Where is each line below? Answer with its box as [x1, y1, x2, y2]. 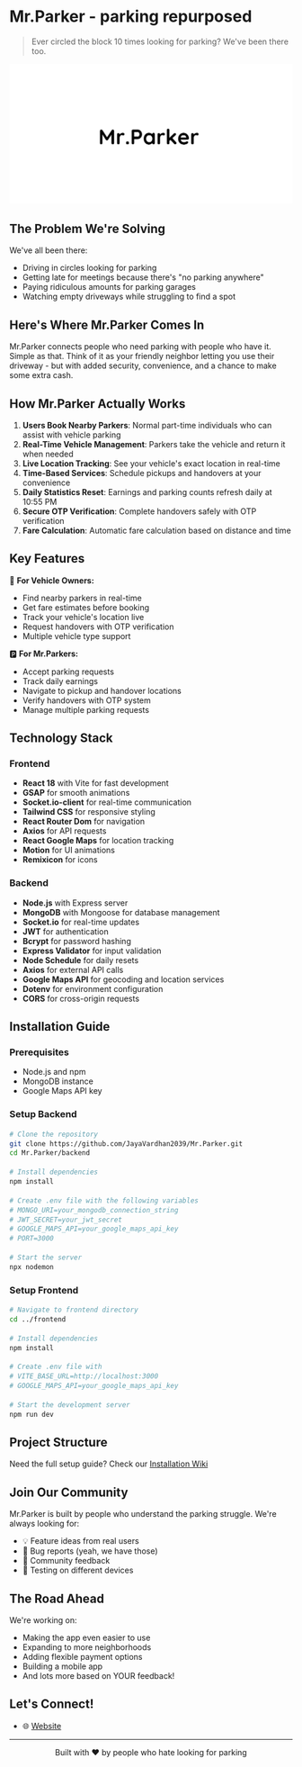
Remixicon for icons [22, 854, 98, 865]
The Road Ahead [9, 1591, 105, 1606]
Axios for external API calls [22, 964, 124, 975]
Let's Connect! [9, 1697, 94, 1712]
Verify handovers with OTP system [22, 695, 151, 706]
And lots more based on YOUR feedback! [22, 1671, 175, 1681]
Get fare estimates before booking [22, 601, 150, 613]
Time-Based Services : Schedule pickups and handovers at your [22, 467, 262, 478]
